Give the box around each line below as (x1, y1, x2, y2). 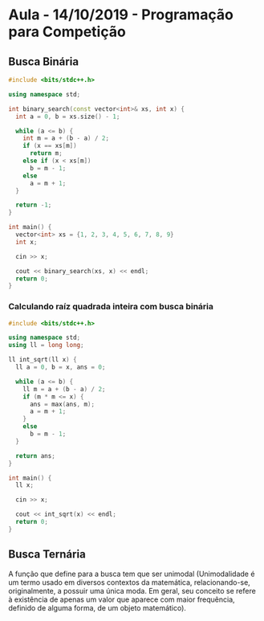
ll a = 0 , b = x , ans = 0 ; (15, 363, 106, 371)
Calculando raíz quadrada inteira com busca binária (8, 301, 214, 313)
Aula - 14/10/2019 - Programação (8, 6, 234, 24)
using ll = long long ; (8, 341, 84, 349)
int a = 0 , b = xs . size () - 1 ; (15, 112, 120, 121)
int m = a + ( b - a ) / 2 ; (22, 134, 110, 142)
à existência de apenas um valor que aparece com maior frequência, (8, 594, 235, 604)
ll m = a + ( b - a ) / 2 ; (22, 385, 106, 393)
